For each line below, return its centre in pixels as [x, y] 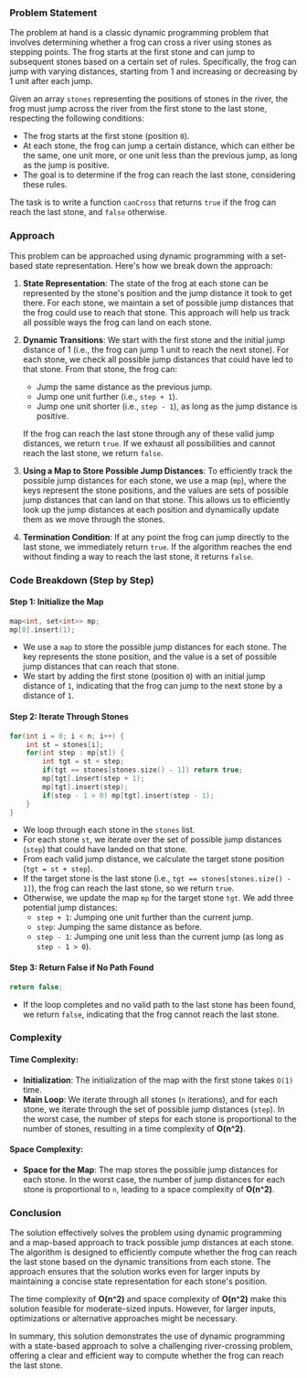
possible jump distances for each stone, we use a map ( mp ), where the [154, 480]
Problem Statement [53, 13]
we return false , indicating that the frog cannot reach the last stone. [151, 1014]
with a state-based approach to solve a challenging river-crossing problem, [151, 1346]
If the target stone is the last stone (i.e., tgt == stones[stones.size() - [157, 879]
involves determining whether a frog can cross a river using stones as [141, 42]
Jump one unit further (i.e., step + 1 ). [107, 396]
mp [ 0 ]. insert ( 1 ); [42, 630]
